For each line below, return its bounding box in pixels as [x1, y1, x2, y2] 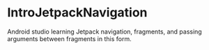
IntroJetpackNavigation [7, 5, 148, 21]
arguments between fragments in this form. [7, 34, 132, 42]
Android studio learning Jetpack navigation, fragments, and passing [7, 27, 202, 36]
